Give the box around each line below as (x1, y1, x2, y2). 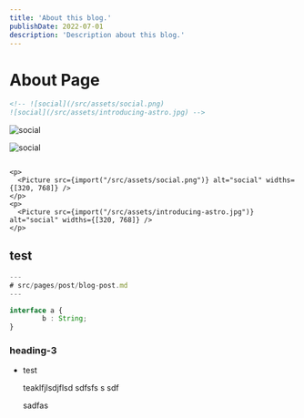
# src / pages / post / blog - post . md (9, 280, 128, 290)
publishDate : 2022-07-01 (9, 22, 104, 31)
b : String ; (42, 314, 88, 323)
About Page (9, 69, 100, 90)
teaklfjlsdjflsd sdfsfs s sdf (22, 382, 120, 393)
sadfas (22, 400, 48, 411)
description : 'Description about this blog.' (9, 30, 185, 39)
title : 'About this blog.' (9, 13, 112, 23)
